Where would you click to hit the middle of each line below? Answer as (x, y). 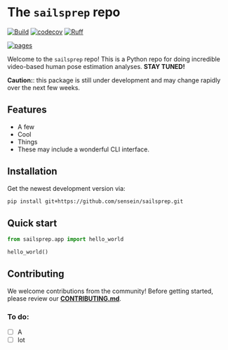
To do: (18, 316)
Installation (32, 171)
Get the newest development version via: (66, 188)
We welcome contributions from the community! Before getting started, (110, 291)
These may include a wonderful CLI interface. (83, 149)
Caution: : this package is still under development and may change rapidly (114, 80)
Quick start (32, 223)
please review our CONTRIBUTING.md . (64, 298)
